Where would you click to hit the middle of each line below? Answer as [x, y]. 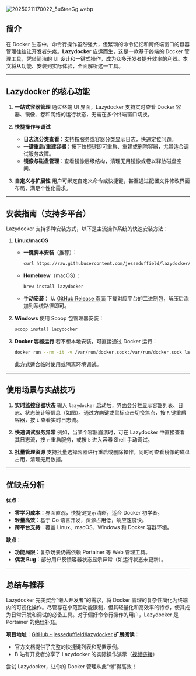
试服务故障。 [38, 154]
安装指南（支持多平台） [48, 214]
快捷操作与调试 [32, 126]
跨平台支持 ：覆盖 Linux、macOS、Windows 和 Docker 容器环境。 [93, 527]
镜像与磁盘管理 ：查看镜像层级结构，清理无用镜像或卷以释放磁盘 [100, 161]
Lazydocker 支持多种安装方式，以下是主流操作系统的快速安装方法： [87, 229]
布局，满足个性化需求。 [43, 188]
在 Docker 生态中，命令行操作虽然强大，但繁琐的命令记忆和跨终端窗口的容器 [98, 44]
